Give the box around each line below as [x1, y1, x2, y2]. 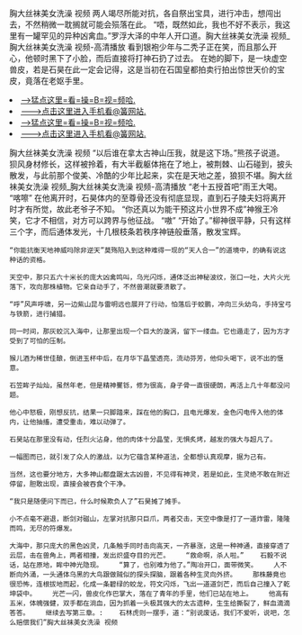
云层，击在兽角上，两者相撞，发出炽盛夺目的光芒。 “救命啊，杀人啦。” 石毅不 [9, 551, 280, 560]
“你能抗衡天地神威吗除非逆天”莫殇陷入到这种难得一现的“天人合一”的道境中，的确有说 [9, 246, 280, 255]
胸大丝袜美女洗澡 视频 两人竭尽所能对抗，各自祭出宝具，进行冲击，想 [9, 8, 266, 18]
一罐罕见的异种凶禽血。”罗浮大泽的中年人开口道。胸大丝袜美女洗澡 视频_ [24, 31, 290, 41]
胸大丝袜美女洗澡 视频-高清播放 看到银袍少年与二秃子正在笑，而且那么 [9, 41, 270, 52]
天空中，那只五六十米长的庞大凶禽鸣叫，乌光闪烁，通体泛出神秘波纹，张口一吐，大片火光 [9, 273, 290, 282]
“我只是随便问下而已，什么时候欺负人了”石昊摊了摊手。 [9, 497, 185, 506]
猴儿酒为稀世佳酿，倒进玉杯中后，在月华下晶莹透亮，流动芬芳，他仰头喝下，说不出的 [9, 354, 277, 363]
